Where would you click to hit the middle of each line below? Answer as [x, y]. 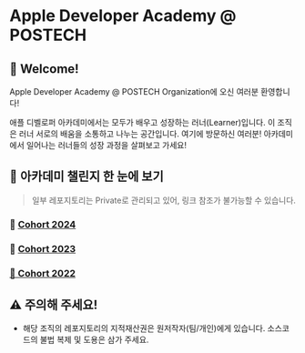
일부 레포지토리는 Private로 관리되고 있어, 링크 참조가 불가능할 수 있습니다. [163, 200]
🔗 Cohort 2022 [42, 273]
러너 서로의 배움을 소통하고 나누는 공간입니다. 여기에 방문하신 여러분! [140, 134]
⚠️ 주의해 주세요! [54, 304]
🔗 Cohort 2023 [43, 248]
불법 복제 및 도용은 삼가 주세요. [94, 340]
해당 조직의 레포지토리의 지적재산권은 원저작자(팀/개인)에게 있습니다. [144, 328]
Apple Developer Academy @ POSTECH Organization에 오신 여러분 [134, 91]
